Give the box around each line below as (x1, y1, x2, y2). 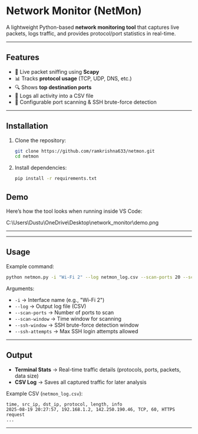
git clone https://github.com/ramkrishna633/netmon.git (14, 148, 155, 154)
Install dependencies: (14, 164, 67, 172)
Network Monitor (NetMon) (6, 4, 142, 18)
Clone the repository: (14, 137, 67, 144)
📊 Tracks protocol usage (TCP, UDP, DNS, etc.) (14, 75, 132, 82)
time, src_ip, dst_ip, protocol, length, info (6, 401, 123, 407)
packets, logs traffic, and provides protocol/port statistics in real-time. (6, 29, 176, 37)
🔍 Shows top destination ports (14, 84, 92, 91)
